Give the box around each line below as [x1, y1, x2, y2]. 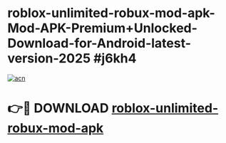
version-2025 [7, 51, 91, 67]
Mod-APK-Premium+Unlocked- [7, 20, 198, 36]
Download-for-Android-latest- [7, 36, 191, 51]
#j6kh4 [93, 51, 137, 67]
